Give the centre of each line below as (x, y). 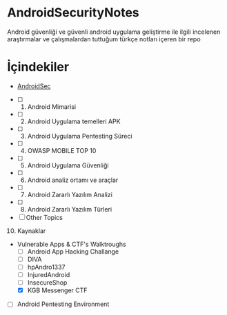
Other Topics (45, 217)
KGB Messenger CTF (57, 290)
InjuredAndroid (49, 275)
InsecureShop (47, 283)
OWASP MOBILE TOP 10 (62, 150)
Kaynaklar (31, 231)
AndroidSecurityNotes (73, 13)
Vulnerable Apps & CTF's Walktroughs (71, 244)
